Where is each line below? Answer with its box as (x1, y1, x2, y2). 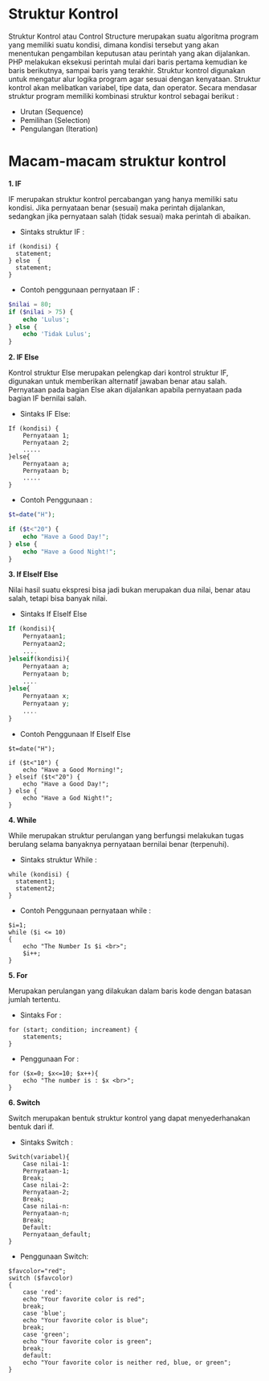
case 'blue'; (22, 1309, 67, 1317)
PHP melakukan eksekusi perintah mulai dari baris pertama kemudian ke (8, 57, 247, 67)
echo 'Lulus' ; (22, 315, 70, 323)
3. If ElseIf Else (8, 569, 59, 579)
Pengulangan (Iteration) (19, 124, 99, 134)
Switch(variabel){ (8, 1153, 70, 1161)
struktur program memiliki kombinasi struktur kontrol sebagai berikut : (8, 91, 239, 101)
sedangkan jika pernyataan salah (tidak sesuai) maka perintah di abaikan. (8, 211, 251, 221)
